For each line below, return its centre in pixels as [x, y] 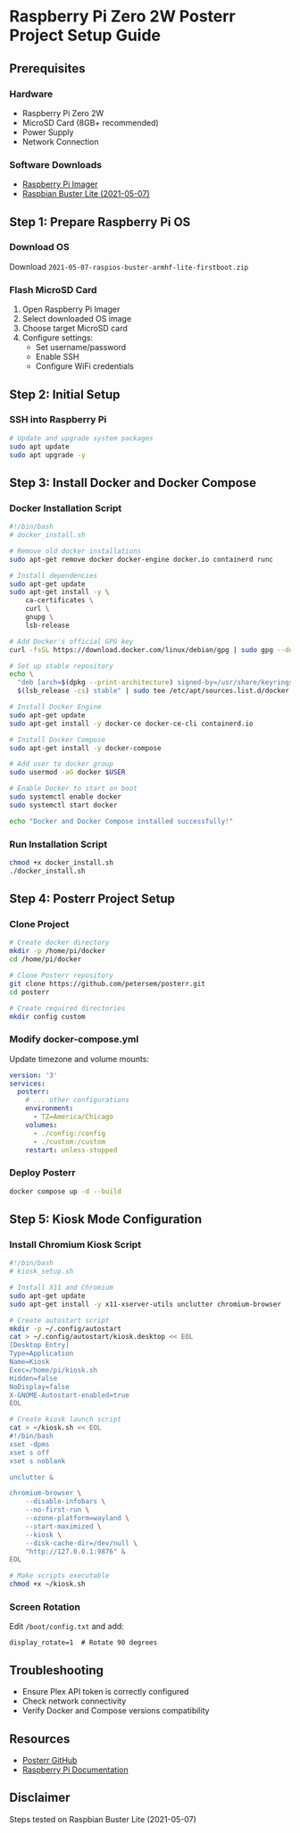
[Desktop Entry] [39, 1345]
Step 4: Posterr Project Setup [92, 899]
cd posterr [29, 992]
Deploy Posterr [42, 1173]
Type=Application [42, 1354]
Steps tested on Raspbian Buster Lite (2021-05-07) [103, 1819]
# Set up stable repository [62, 666]
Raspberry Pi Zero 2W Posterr [123, 17]
